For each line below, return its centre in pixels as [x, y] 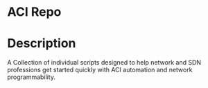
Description [42, 44]
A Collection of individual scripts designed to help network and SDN [104, 63]
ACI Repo [34, 12]
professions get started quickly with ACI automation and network [100, 70]
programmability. [31, 77]
